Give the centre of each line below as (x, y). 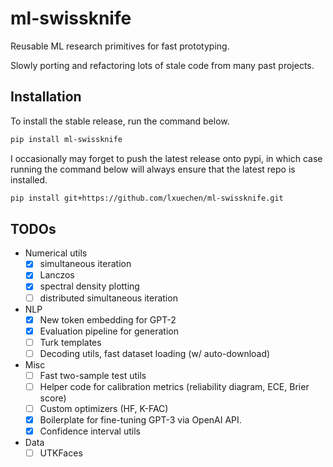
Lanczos (57, 275)
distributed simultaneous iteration (108, 298)
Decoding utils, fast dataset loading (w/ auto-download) (155, 353)
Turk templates (70, 342)
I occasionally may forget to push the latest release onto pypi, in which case (166, 158)
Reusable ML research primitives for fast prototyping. (120, 46)
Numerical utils (56, 253)
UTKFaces (61, 453)
